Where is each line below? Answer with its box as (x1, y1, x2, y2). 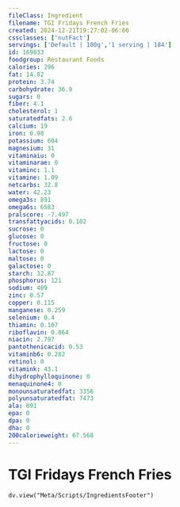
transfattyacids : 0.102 (8, 218, 87, 226)
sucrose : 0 (8, 225, 44, 234)
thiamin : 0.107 (8, 321, 59, 329)
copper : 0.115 (8, 299, 56, 307)
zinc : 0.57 (8, 292, 44, 299)
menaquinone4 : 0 (8, 379, 62, 388)
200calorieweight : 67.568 (8, 431, 94, 440)
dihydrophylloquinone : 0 (8, 372, 90, 380)
